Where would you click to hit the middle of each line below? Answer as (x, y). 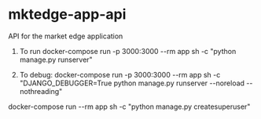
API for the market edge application (66, 36)
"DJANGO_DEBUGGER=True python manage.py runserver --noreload (132, 83)
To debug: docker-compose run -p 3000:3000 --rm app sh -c (120, 74)
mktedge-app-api (67, 14)
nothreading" (41, 91)
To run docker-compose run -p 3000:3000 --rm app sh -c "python (128, 51)
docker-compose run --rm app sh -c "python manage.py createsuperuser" (129, 106)
